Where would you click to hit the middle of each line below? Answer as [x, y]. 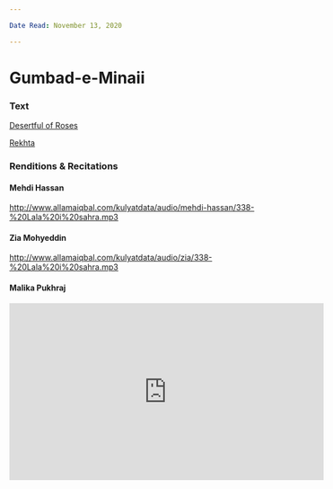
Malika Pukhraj [38, 288]
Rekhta [22, 143]
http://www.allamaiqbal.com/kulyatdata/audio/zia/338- [111, 258]
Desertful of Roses [44, 126]
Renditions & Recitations [64, 166]
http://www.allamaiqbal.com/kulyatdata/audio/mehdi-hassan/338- [132, 208]
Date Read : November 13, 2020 [66, 25]
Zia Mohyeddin [38, 237]
